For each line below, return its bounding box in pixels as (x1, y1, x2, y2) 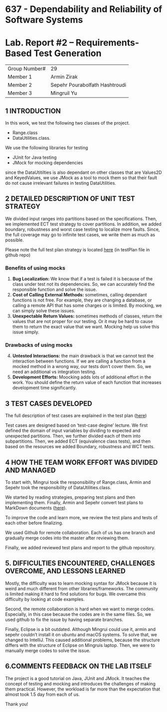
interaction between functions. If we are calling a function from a (12, 358, 146, 364)
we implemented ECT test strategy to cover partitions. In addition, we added (5, 221, 162, 227)
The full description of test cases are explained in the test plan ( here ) (5, 413, 147, 419)
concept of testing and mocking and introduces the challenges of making (5, 680, 156, 686)
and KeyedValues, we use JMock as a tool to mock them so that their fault (5, 174, 158, 181)
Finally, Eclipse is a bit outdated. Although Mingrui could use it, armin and (5, 626, 156, 632)
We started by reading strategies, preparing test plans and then (5, 494, 136, 500)
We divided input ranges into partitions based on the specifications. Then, (5, 215, 157, 221)
